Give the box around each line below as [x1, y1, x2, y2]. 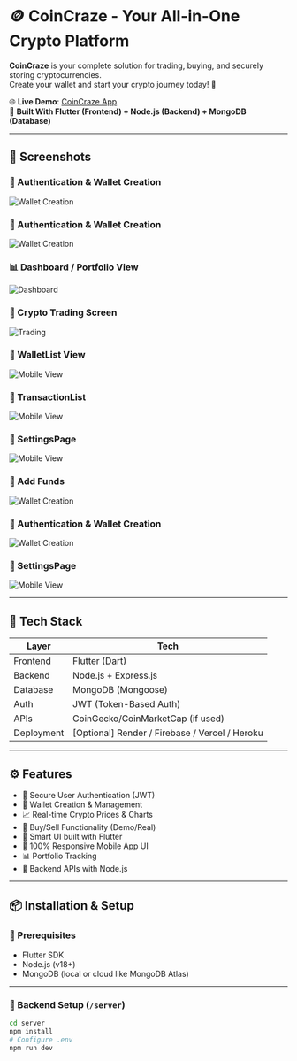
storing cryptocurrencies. [9, 69, 102, 80]
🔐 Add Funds [9, 475, 65, 488]
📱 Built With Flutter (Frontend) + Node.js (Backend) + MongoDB [9, 106, 247, 117]
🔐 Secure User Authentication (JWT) [21, 789, 156, 800]
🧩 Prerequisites [9, 929, 77, 942]
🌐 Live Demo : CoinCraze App [9, 96, 118, 106]
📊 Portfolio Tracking [21, 850, 97, 861]
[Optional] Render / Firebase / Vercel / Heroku [72, 727, 263, 739]
